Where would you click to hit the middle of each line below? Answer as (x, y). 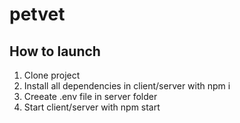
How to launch (55, 51)
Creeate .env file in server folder (90, 96)
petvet (37, 14)
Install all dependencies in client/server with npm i (127, 86)
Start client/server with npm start (92, 107)
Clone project (52, 75)
